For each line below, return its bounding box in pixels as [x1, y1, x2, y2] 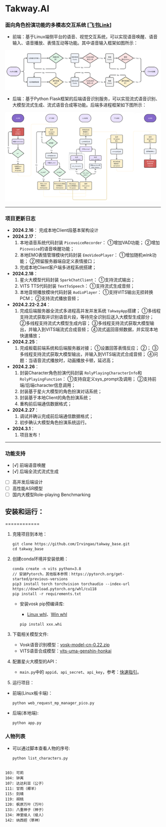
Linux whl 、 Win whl [27, 611, 68, 618]
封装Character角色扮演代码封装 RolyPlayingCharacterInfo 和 [19, 370, 142, 376]
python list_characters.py [12, 756, 68, 761]
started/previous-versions [12, 576, 68, 582]
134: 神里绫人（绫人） [5, 812, 46, 818]
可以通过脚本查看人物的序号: [12, 745, 70, 751]
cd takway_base [12, 547, 44, 552]
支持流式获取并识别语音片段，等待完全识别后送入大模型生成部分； [19, 314, 154, 320]
